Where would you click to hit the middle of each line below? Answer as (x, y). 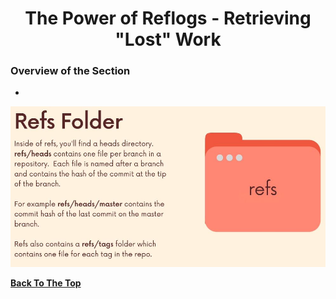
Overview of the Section (70, 71)
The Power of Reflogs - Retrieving (168, 18)
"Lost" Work (168, 39)
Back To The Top (46, 283)
